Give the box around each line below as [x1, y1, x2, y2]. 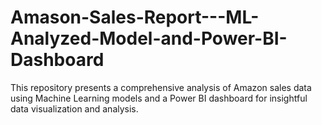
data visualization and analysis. [10, 102, 139, 115]
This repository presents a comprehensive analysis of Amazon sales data [10, 81, 312, 93]
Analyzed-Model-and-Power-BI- [10, 27, 288, 50]
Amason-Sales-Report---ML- [10, 6, 260, 29]
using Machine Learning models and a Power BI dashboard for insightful [10, 92, 308, 104]
